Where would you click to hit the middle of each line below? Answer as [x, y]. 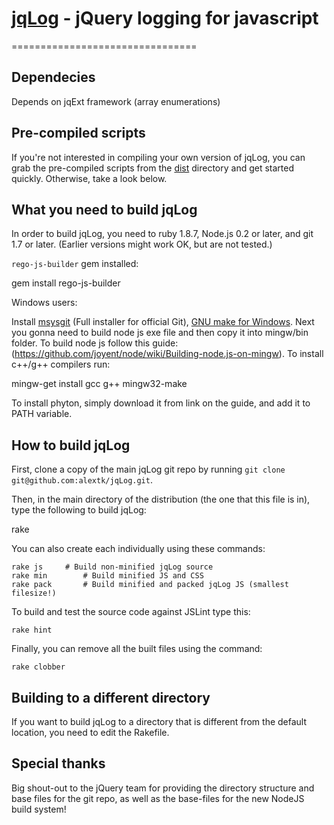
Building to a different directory [111, 697]
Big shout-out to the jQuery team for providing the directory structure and [163, 788]
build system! [39, 809]
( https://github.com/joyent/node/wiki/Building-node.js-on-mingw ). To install [167, 354]
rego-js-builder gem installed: [75, 264]
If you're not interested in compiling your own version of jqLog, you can [158, 157]
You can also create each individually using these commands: [138, 549]
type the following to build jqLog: [79, 510]
